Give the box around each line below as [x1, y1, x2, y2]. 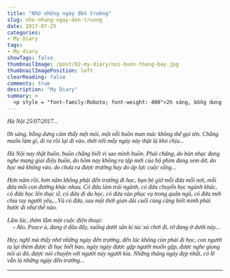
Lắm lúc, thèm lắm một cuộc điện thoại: [7, 217, 103, 224]
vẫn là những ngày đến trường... [7, 257, 85, 264]
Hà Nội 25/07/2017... [7, 117, 58, 125]
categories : [7, 29, 41, 36]
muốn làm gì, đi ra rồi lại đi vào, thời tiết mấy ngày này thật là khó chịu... [7, 137, 185, 144]
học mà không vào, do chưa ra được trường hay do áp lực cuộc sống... [7, 163, 177, 171]
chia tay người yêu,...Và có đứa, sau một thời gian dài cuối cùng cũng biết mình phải [7, 197, 211, 204]
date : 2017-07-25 [7, 23, 57, 29]
